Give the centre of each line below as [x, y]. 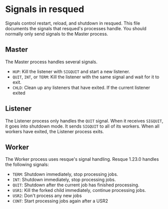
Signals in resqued [45, 9]
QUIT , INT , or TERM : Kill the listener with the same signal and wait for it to [86, 77]
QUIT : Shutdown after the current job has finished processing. [76, 185]
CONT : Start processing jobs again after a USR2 [60, 201]
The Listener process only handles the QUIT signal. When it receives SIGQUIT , [84, 121]
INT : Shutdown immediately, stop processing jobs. [64, 180]
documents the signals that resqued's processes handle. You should [76, 28]
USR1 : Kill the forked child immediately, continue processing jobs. [79, 190]
